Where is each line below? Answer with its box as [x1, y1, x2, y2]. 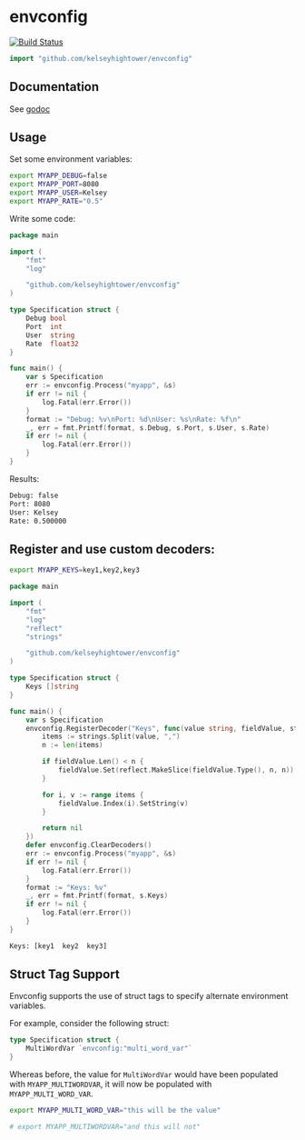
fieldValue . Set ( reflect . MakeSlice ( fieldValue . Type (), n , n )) [57, 765, 295, 775]
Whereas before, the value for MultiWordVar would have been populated [9, 1069, 279, 1080]
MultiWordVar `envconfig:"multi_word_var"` [25, 1044, 193, 1054]
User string [25, 330, 75, 340]
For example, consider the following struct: [9, 1018, 170, 1029]
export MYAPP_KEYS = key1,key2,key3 [9, 565, 141, 575]
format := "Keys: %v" [25, 883, 107, 892]
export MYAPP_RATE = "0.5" [9, 197, 103, 206]
